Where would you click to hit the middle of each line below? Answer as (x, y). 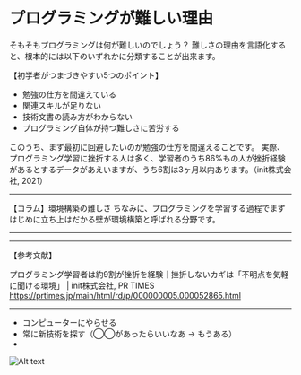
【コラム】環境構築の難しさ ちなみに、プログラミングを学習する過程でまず (148, 208)
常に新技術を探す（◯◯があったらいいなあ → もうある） (129, 334)
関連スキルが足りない (61, 105)
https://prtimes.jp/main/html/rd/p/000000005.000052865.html (125, 295)
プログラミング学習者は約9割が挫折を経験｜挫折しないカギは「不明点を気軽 (149, 274)
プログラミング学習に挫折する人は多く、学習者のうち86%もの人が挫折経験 (148, 158)
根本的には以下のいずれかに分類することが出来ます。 (123, 56)
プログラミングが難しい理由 (112, 18)
